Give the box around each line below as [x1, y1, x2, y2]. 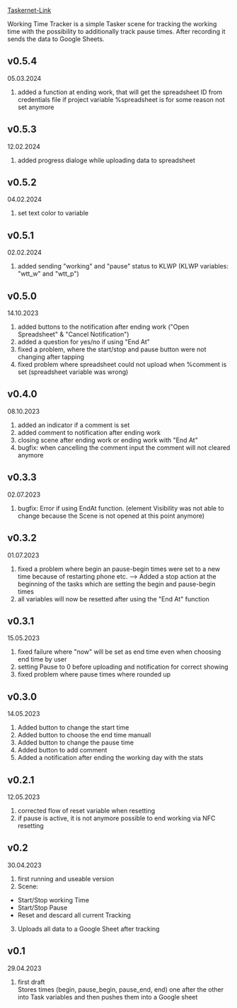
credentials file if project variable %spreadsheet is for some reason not [17, 95, 225, 103]
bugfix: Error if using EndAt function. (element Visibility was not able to [17, 504, 224, 512]
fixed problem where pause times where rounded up [17, 670, 171, 679]
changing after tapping [17, 353, 85, 361]
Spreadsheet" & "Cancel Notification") [17, 330, 129, 339]
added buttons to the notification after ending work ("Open [17, 322, 190, 332]
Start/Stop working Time [17, 895, 90, 904]
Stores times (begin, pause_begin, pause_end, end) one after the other [17, 985, 224, 994]
